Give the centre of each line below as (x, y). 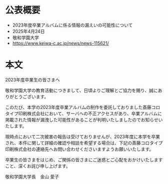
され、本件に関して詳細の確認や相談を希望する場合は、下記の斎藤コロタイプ (84, 142)
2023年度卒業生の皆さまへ (32, 79)
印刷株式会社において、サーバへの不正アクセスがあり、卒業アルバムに (90, 113)
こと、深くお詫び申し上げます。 (38, 166)
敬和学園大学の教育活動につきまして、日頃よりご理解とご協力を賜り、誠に (82, 90)
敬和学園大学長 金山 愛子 (32, 176)
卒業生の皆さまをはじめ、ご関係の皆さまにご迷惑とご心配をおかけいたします (84, 159)
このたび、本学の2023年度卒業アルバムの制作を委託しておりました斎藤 (78, 107)
